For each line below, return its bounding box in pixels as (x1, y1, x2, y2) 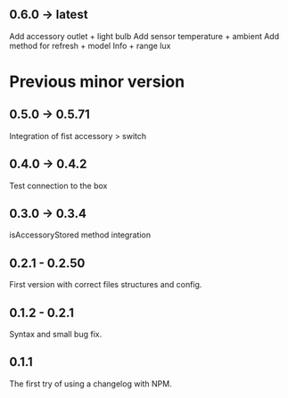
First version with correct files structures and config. (9, 279, 202, 290)
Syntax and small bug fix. (9, 329, 103, 340)
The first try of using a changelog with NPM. (9, 378, 172, 389)
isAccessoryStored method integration (9, 229, 152, 240)
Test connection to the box (9, 180, 108, 191)
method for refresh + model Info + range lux (9, 40, 171, 51)
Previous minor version (9, 71, 185, 92)
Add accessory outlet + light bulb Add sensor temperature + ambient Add (9, 30, 279, 41)
